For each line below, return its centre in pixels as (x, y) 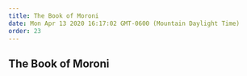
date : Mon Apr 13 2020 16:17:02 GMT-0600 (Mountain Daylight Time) (124, 23)
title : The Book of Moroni (54, 16)
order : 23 (25, 31)
